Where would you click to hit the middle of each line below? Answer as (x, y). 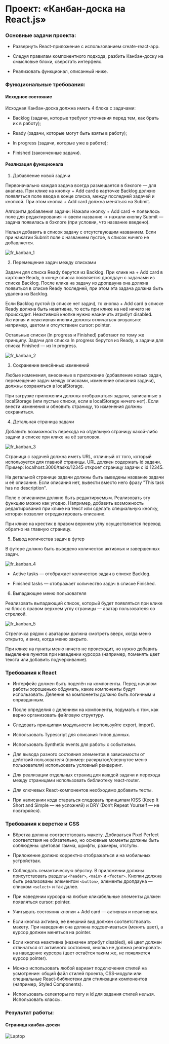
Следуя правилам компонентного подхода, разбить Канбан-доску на (88, 56)
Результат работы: (30, 1013)
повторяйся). (27, 811)
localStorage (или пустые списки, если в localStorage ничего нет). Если (82, 401)
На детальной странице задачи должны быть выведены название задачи (85, 477)
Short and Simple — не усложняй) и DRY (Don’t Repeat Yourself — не (86, 805)
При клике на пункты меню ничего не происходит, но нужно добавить (81, 649)
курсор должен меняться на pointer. (52, 933)
